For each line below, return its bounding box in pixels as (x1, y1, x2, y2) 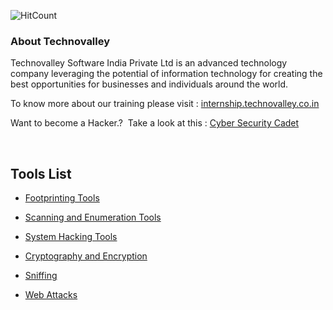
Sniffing (24, 270, 58, 282)
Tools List (10, 165, 72, 182)
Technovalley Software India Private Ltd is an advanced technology (10, 57, 288, 69)
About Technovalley (10, 34, 111, 48)
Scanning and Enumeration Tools (24, 211, 162, 224)
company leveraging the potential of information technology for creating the (10, 68, 323, 80)
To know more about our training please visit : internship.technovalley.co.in (10, 98, 320, 110)
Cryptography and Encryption (24, 250, 148, 262)
